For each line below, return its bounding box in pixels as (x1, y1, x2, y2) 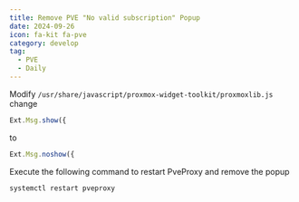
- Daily (17, 64, 47, 73)
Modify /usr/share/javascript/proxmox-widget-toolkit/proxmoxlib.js (9, 88, 274, 100)
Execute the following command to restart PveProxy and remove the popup (9, 166, 290, 177)
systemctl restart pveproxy (9, 183, 116, 193)
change (9, 98, 38, 109)
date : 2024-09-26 (9, 22, 75, 31)
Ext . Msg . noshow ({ (9, 149, 75, 159)
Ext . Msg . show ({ (9, 115, 67, 125)
